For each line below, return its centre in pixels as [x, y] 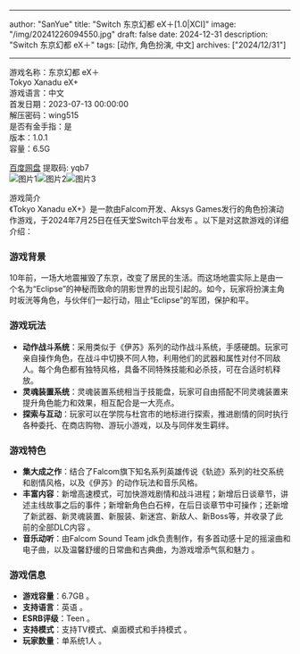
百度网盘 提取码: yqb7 [49, 168]
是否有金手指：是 [41, 126]
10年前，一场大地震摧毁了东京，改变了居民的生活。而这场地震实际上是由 [142, 278]
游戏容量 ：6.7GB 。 [58, 596]
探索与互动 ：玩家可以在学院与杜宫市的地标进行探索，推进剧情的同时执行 [155, 414]
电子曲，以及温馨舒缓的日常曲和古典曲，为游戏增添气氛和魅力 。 [141, 549]
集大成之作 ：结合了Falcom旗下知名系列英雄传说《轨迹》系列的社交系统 [153, 471]
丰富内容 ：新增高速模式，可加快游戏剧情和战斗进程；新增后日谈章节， [151, 493]
